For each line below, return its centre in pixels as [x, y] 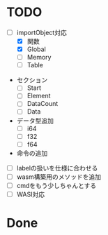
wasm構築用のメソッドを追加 [59, 177]
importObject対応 [41, 32]
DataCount [43, 104]
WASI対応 [31, 194]
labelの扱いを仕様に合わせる [57, 168]
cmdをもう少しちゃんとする [56, 185]
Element [39, 96]
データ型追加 [35, 121]
